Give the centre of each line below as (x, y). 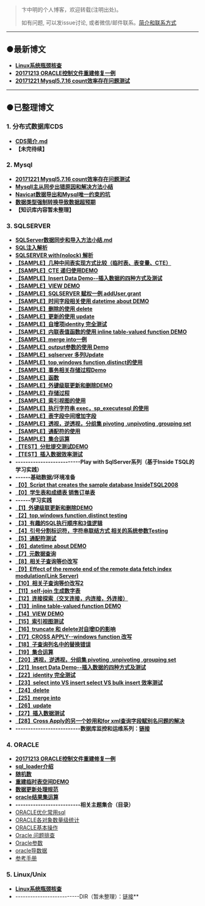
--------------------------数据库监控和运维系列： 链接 (83, 728)
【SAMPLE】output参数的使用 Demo (62, 347)
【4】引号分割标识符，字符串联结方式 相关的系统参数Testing (92, 531)
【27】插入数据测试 (40, 713)
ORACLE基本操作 (37, 828)
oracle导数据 (31, 851)
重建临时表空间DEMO (42, 782)
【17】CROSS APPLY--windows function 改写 (74, 637)
